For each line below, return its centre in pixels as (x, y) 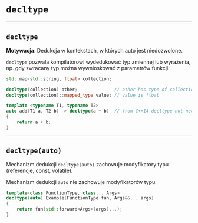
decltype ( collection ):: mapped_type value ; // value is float (83, 95)
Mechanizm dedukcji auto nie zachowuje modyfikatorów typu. (82, 182)
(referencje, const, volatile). (39, 170)
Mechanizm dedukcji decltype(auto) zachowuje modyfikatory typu (88, 164)
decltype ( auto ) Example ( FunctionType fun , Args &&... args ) (80, 198)
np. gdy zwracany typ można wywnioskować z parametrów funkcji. (88, 68)
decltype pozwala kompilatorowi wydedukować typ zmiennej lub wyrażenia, (98, 62)
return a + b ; (34, 122)
